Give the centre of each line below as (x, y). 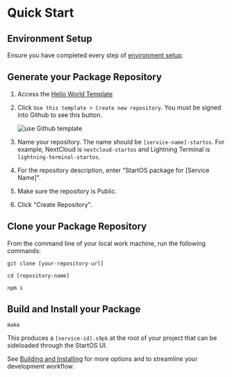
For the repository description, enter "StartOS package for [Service (113, 170)
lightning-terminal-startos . (59, 156)
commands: (24, 251)
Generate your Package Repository (84, 77)
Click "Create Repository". (55, 204)
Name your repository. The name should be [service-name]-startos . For (121, 141)
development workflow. (41, 367)
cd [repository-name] (39, 276)
